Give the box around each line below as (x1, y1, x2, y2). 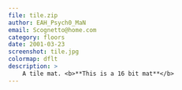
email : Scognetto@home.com (8, 26, 97, 34)
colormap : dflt (8, 56, 58, 63)
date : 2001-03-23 (8, 41, 65, 49)
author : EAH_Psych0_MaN (8, 19, 87, 27)
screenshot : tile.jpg (8, 48, 80, 56)
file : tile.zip (8, 11, 58, 20)
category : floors (8, 33, 65, 41)
